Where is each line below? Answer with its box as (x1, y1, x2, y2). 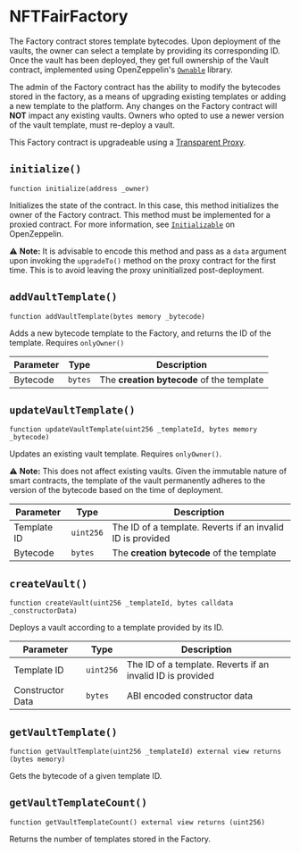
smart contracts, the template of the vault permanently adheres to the (9, 475, 266, 486)
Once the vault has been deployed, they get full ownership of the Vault (9, 54, 270, 65)
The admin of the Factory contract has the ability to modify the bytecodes (9, 81, 281, 92)
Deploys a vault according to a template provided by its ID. (9, 623, 225, 633)
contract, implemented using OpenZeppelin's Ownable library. (9, 64, 234, 75)
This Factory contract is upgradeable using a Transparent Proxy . (9, 137, 246, 147)
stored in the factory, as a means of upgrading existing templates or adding (9, 91, 287, 102)
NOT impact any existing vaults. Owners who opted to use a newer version (9, 110, 285, 121)
